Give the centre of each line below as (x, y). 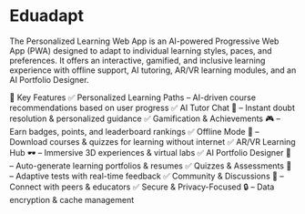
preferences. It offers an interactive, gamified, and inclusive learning (137, 60)
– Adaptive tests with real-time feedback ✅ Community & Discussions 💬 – (147, 176)
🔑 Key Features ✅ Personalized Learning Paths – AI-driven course (133, 97)
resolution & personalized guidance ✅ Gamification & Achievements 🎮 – (145, 118)
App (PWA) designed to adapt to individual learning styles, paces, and (141, 50)
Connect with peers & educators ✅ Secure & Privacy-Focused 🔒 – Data (142, 187)
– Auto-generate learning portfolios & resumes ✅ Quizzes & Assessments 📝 (151, 166)
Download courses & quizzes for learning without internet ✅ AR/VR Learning (152, 141)
